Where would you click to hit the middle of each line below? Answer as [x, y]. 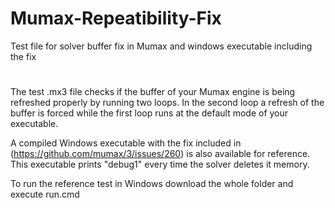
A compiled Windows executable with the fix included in [126, 143]
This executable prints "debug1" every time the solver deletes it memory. [160, 164]
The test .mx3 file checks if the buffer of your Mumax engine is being [153, 92]
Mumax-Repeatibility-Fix [116, 18]
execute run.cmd [45, 194]
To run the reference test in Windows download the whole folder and [152, 184]
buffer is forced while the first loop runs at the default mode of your [149, 113]
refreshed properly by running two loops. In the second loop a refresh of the [167, 103]
